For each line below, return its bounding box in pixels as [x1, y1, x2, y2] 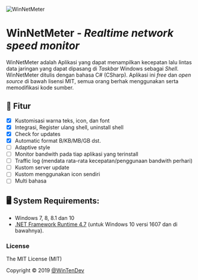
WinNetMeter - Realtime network [6, 27, 174, 40]
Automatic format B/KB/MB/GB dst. [14, 137, 101, 144]
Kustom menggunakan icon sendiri [14, 171, 100, 178]
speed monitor [6, 39, 80, 53]
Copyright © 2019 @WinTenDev [6, 267, 84, 274]
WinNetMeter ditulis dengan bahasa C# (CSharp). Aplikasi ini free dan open [6, 71, 191, 78]
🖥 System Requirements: [6, 196, 100, 206]
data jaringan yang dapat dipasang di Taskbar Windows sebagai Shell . [6, 65, 179, 72]
